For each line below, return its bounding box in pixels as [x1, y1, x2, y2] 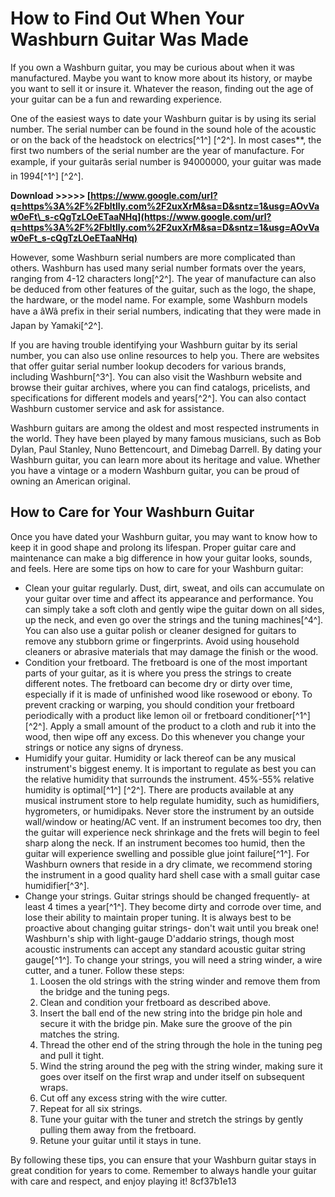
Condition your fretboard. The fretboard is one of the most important [24, 656, 308, 668]
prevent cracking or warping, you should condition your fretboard [24, 698, 295, 711]
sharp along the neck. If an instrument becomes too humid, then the [24, 837, 306, 849]
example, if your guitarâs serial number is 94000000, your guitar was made [10, 155, 322, 167]
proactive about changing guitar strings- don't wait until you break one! [24, 922, 320, 934]
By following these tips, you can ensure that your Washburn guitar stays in [10, 1153, 317, 1166]
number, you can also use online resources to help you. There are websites [10, 349, 320, 361]
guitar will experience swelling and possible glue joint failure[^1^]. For [24, 847, 310, 859]
